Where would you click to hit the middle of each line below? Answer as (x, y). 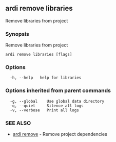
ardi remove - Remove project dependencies (60, 134)
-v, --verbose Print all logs (45, 110)
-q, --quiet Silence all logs (47, 106)
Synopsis (17, 34)
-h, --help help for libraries (46, 78)
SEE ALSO (18, 123)
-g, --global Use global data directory (57, 101)
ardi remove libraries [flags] (39, 55)
